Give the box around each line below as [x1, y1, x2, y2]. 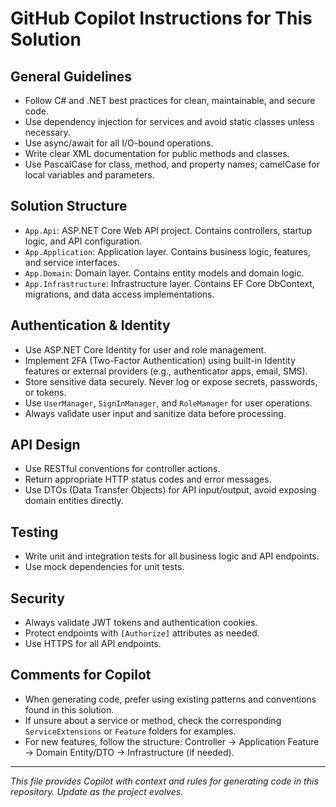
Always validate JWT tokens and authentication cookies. [24, 617, 258, 629]
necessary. [24, 127, 71, 138]
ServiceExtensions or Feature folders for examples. [24, 725, 237, 737]
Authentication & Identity [10, 317, 171, 334]
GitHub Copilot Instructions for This [10, 7, 313, 30]
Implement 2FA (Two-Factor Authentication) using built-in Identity [24, 354, 296, 366]
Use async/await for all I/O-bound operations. [24, 137, 214, 149]
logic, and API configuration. [24, 235, 143, 247]
